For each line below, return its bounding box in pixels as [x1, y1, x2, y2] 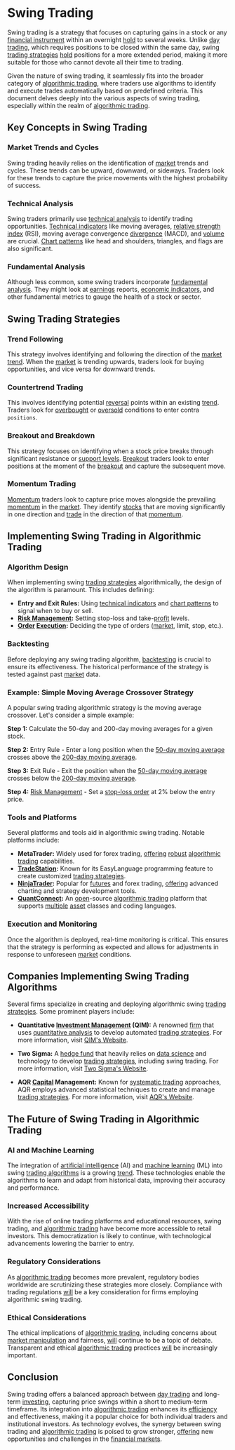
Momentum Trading [7, 479, 76, 489]
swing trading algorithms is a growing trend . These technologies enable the [7, 1169, 226, 1177]
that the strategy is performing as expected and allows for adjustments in [7, 942, 219, 951]
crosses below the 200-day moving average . [7, 774, 137, 783]
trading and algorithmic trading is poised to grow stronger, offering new [7, 1427, 214, 1435]
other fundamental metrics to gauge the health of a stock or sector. [7, 293, 202, 301]
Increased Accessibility [7, 1201, 90, 1211]
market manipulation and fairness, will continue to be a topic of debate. [7, 1336, 213, 1345]
